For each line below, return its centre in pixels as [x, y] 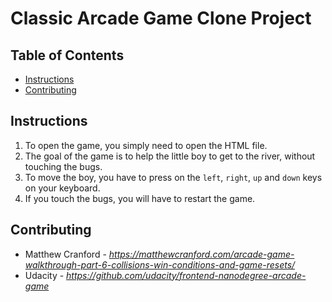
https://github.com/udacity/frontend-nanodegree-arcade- [186, 275]
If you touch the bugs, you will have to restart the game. [140, 198]
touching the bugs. [63, 166]
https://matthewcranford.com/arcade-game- [201, 254]
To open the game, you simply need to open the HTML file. [146, 145]
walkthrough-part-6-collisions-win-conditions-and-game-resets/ [160, 264]
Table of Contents [67, 55]
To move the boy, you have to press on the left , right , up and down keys [173, 177]
